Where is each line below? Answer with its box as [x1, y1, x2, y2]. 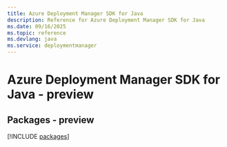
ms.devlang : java [7, 36, 57, 43]
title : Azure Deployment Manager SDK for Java [7, 10, 144, 17]
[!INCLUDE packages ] [7, 133, 70, 140]
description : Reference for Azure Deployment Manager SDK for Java [7, 17, 206, 23]
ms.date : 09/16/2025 [7, 23, 67, 30]
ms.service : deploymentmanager [7, 42, 97, 49]
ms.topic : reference [7, 29, 67, 37]
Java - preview [7, 87, 95, 102]
